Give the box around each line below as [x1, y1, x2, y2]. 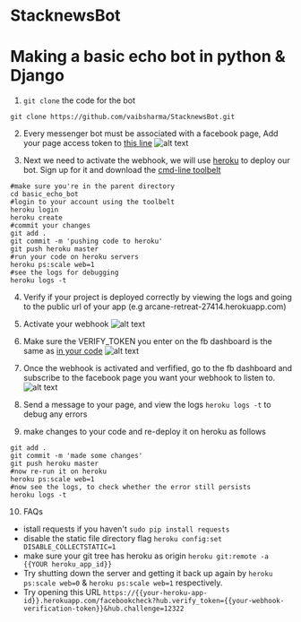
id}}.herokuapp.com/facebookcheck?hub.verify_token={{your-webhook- [22, 597, 285, 606]
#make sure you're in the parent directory [10, 182, 176, 191]
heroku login [10, 205, 59, 215]
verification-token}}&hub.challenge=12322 [22, 604, 185, 614]
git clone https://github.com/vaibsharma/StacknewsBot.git [10, 113, 236, 122]
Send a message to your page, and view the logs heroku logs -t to [22, 400, 271, 410]
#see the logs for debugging [10, 268, 119, 278]
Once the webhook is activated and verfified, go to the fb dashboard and [22, 363, 293, 374]
